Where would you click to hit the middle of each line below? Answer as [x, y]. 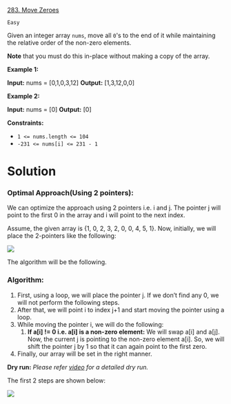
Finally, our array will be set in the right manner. [84, 354]
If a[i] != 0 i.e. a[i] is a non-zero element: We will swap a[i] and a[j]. [123, 332]
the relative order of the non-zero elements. [69, 43]
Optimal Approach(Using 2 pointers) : [70, 193]
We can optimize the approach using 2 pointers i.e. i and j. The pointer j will [114, 208]
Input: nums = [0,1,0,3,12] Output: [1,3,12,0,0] [71, 83]
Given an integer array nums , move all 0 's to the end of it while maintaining [111, 35]
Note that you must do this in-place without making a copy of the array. [109, 56]
